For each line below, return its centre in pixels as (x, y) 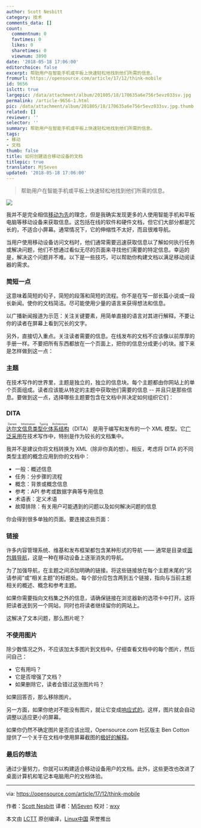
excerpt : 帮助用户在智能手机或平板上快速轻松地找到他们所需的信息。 (81, 73)
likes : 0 (22, 45)
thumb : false (22, 151)
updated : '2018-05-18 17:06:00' (46, 173)
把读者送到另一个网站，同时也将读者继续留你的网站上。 (74, 606)
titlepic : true (25, 162)
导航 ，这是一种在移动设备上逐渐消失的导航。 (71, 558)
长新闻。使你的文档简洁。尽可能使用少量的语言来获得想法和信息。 (87, 303)
